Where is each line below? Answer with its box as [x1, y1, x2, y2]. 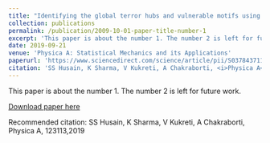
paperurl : [8, 57, 42, 65]
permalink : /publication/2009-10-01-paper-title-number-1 [8, 27, 207, 35]
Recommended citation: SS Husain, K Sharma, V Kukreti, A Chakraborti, [8, 117, 245, 127]
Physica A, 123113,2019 [8, 125, 85, 135]
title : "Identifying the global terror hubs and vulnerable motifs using [8, 11, 261, 20]
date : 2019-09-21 [8, 42, 67, 50]
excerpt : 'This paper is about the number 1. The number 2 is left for [8, 34, 253, 43]
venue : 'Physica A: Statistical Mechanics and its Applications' [8, 49, 231, 57]
